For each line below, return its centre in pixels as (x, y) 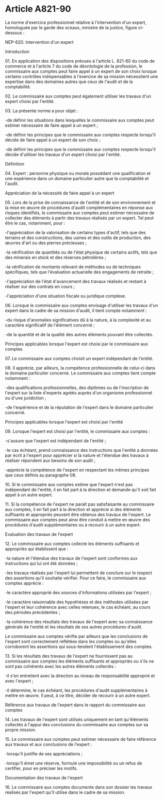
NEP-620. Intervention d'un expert (39, 42)
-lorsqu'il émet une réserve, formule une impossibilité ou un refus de (73, 763)
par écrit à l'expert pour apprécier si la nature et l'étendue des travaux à (77, 455)
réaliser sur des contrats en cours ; (40, 286)
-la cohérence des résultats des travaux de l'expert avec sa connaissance (79, 621)
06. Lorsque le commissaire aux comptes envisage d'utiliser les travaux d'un (81, 305)
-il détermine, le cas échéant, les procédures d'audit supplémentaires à (76, 690)
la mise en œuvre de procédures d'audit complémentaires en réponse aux (79, 207)
